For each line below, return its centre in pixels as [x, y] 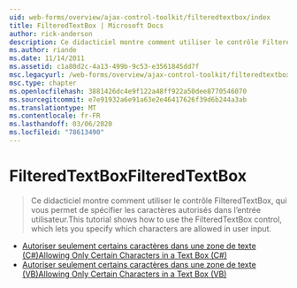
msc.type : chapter [43, 83]
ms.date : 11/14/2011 [47, 58]
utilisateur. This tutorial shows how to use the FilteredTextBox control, [156, 219]
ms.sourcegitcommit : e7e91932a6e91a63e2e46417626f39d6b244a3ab [128, 99]
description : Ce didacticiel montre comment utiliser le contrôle [134, 42]
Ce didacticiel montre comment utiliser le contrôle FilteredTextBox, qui [159, 201]
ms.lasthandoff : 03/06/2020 [61, 125]
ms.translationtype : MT [53, 108]
